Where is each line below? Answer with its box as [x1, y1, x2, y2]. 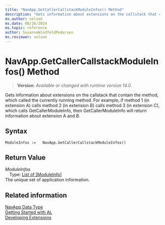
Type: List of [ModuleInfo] [9, 171, 62, 177]
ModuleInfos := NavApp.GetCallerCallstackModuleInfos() [5, 140, 126, 145]
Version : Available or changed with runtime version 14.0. [17, 82, 133, 88]
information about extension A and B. [5, 112, 81, 118]
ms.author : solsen [5, 16, 43, 21]
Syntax [5, 127, 27, 136]
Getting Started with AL [5, 209, 53, 215]
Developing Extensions [5, 215, 52, 221]
